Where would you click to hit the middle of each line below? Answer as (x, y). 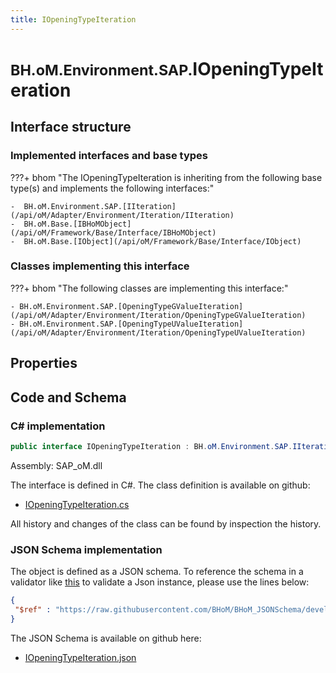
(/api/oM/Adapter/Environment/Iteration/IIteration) (122, 215)
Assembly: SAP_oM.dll (56, 465)
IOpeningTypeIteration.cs (77, 504)
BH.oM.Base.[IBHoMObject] (77, 224)
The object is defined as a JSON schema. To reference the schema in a (157, 572)
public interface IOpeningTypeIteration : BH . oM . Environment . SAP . (151, 446)
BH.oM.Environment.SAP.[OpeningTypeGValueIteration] (131, 306)
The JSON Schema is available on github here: (106, 638)
